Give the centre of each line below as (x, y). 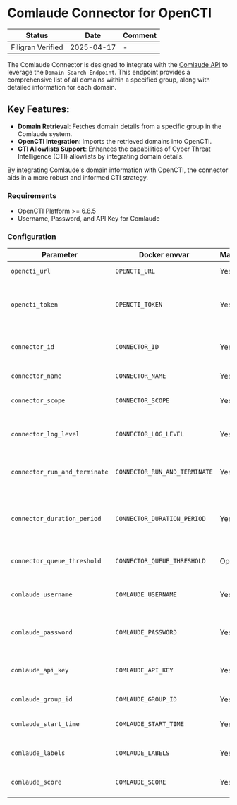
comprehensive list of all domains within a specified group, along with (109, 80)
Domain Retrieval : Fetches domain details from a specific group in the (120, 126)
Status (37, 35)
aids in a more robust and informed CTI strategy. (78, 177)
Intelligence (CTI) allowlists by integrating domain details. (101, 156)
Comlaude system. (45, 134)
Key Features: (38, 110)
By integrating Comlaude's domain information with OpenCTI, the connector (118, 170)
